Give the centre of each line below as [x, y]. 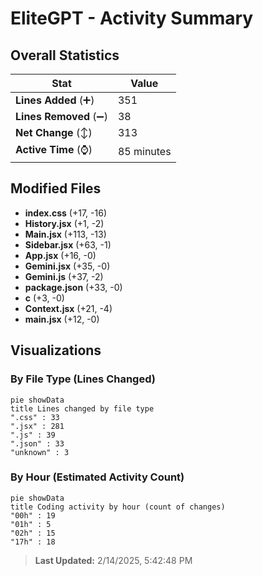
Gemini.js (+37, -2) [64, 276]
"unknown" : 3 [40, 452]
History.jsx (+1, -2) [64, 223]
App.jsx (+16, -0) [60, 255]
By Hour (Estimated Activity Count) [97, 477]
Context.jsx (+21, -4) [68, 308]
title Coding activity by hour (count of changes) [118, 507]
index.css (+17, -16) [65, 213]
